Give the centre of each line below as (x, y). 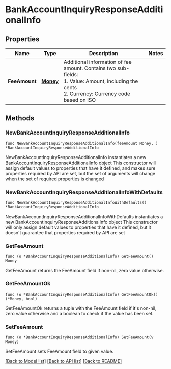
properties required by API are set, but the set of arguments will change (80, 173)
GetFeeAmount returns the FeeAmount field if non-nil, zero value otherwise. (85, 271)
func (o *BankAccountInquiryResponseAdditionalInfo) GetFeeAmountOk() (82, 294)
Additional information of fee (97, 62)
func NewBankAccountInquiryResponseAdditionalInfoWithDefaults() (76, 202)
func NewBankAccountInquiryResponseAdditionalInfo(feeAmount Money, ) (82, 143)
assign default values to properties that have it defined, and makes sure (80, 168)
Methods (20, 118)
